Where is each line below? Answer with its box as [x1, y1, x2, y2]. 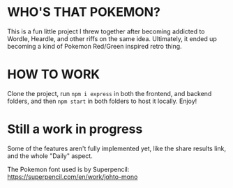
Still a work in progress [7, 121, 143, 137]
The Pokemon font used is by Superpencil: [7, 165, 130, 173]
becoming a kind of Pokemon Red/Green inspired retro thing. [7, 42, 183, 50]
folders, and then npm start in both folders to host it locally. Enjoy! [7, 97, 197, 105]
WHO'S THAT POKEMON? [7, 4, 160, 20]
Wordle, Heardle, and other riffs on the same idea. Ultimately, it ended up [7, 34, 218, 42]
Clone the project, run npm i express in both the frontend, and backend [7, 89, 212, 97]
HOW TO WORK [7, 67, 100, 82]
